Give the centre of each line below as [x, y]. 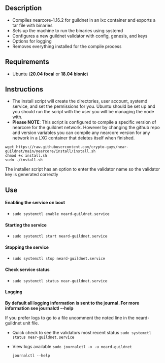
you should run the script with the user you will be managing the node [83, 112]
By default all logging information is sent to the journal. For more [72, 303]
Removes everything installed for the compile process [67, 46]
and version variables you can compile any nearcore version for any [81, 133]
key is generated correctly [32, 175]
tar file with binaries [32, 25]
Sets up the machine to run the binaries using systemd [67, 30]
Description [23, 8]
